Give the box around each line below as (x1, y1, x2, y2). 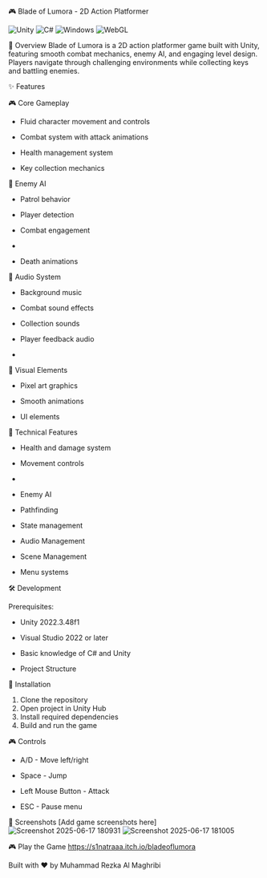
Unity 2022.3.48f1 (19, 617, 80, 627)
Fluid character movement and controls (19, 117, 151, 126)
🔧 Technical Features (8, 427, 78, 437)
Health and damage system (19, 443, 111, 452)
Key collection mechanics (19, 164, 105, 172)
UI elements (19, 412, 60, 421)
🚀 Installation (8, 680, 51, 689)
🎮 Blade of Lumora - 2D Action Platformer (8, 6, 149, 16)
